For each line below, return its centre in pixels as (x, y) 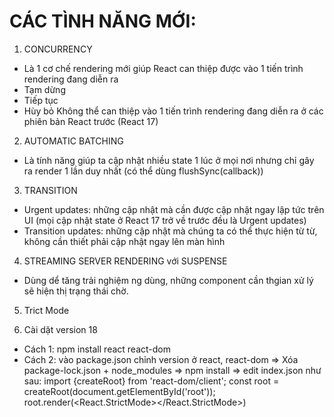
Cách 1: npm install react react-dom (97, 349)
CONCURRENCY (58, 49)
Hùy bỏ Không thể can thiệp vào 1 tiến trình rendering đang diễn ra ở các (173, 111)
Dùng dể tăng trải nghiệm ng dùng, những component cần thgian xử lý (168, 280)
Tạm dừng (44, 89)
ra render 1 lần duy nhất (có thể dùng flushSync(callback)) (143, 171)
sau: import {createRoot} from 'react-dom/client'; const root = (151, 381)
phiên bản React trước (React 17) (91, 121)
